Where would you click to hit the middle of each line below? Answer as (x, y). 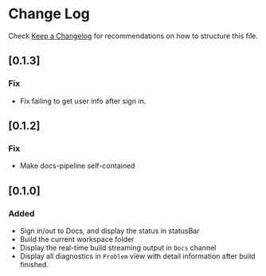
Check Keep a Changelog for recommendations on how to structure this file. (133, 36)
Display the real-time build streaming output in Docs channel (118, 248)
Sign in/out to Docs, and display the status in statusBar (110, 231)
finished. (34, 264)
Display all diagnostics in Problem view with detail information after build (137, 256)
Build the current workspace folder (77, 239)
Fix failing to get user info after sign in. (83, 101)
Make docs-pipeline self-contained (77, 166)
